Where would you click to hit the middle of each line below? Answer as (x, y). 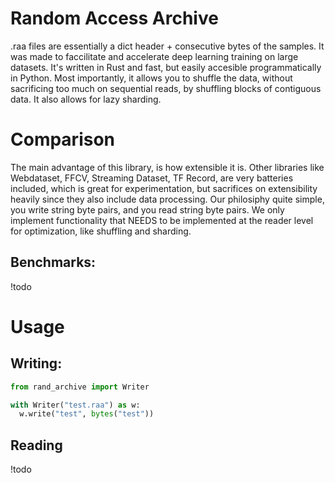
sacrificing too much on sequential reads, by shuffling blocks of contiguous (166, 88)
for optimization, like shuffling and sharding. (101, 231)
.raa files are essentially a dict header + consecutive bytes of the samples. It (167, 46)
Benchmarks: (53, 262)
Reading (36, 445)
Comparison (63, 139)
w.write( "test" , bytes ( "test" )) (87, 414)
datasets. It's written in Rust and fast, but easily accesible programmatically (166, 67)
